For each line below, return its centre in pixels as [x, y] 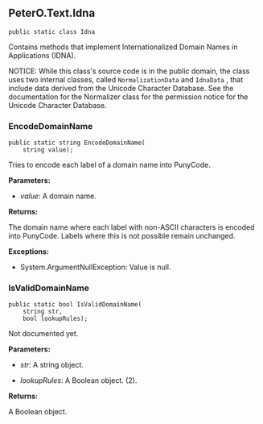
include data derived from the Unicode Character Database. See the [121, 88]
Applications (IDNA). [42, 55]
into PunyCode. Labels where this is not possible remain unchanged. [122, 236]
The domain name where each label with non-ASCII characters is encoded [131, 227]
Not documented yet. [43, 334]
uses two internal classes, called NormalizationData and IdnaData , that [126, 79]
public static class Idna [51, 31]
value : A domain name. [58, 196]
